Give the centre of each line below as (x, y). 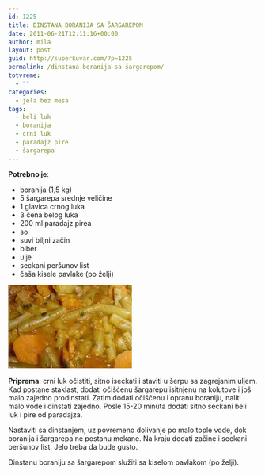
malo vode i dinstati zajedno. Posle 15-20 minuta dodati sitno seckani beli (127, 406)
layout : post (30, 50)
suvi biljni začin (45, 240)
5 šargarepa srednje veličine (66, 197)
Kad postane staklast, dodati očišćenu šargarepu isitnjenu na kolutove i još (130, 389)
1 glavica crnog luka (52, 206)
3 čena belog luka (49, 215)
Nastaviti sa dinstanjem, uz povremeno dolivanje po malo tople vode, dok (127, 430)
